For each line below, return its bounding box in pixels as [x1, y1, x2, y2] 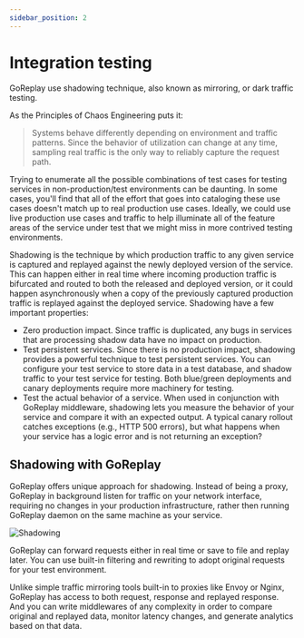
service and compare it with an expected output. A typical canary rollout [22, 411, 293, 422]
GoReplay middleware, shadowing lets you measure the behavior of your [22, 401, 295, 413]
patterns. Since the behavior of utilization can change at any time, [31, 137, 279, 148]
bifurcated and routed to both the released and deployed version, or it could [9, 278, 293, 289]
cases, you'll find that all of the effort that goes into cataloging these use [9, 192, 281, 204]
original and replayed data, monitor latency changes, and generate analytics [9, 611, 294, 622]
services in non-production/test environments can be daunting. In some [9, 183, 279, 194]
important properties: [9, 307, 89, 318]
